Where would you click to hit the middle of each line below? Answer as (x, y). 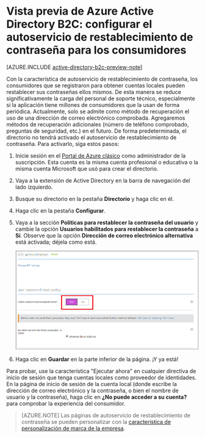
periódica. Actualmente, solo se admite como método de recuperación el (98, 111)
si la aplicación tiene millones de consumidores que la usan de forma (93, 104)
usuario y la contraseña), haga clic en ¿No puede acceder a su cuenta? (97, 397)
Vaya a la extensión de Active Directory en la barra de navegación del (103, 180)
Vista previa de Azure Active (80, 11)
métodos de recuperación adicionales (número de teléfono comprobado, (98, 124)
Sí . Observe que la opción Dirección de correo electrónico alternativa (104, 235)
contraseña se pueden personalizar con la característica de (96, 422)
